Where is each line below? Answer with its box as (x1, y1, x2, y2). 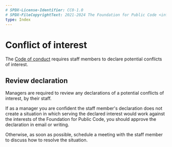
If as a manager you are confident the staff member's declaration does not (5, 106, 163, 112)
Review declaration (5, 76, 68, 85)
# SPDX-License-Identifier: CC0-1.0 (5, 7, 83, 13)
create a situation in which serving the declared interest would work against (5, 111, 165, 117)
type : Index (5, 17, 31, 22)
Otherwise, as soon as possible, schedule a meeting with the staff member (5, 132, 163, 138)
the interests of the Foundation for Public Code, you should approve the (5, 116, 157, 122)
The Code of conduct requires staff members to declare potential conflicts (5, 56, 162, 62)
